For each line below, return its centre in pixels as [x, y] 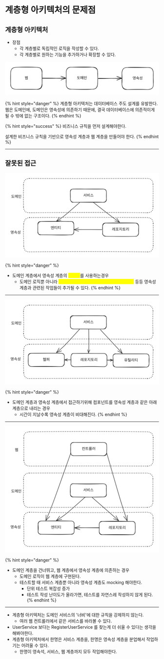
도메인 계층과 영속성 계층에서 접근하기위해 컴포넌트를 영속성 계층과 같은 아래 [84, 402]
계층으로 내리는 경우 [31, 408]
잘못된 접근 [21, 163]
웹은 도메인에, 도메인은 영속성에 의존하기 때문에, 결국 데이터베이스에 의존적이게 [80, 109]
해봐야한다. [23, 633]
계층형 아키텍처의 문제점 [51, 10]
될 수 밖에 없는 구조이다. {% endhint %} [43, 116]
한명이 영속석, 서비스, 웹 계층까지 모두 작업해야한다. [68, 652]
